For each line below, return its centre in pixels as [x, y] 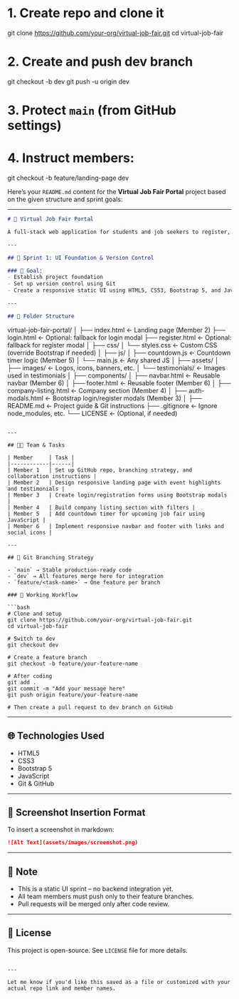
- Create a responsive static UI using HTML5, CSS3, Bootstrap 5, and [114, 290]
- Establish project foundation [55, 277]
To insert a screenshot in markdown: [61, 830]
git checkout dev [33, 645]
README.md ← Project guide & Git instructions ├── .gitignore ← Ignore [112, 405]
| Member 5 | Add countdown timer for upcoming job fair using [106, 514]
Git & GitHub [36, 784]
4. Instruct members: [71, 158]
